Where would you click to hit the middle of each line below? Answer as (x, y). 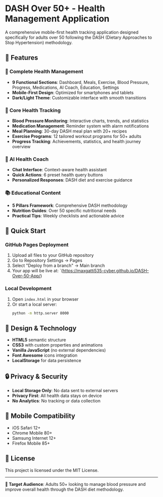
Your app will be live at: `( (37, 271)
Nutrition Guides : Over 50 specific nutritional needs (64, 210)
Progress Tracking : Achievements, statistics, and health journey (76, 141)
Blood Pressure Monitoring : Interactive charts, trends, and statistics (80, 121)
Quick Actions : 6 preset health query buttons (57, 175)
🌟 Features (22, 58)
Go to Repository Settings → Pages (47, 261)
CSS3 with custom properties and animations (57, 345)
